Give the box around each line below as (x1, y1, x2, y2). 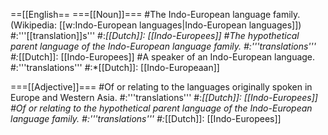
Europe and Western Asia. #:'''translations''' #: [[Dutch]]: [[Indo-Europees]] (10, 92, 318, 103)
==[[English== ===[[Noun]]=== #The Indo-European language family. (10, 9, 301, 20)
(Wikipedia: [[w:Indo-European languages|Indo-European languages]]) (10, 19, 302, 31)
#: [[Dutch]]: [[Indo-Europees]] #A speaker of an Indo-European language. (10, 51, 316, 63)
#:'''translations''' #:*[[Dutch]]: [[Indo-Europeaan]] (10, 62, 220, 73)
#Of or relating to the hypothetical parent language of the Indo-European (10, 102, 313, 114)
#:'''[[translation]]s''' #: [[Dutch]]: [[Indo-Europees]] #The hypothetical (10, 30, 300, 41)
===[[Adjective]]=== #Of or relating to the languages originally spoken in (10, 81, 313, 93)
